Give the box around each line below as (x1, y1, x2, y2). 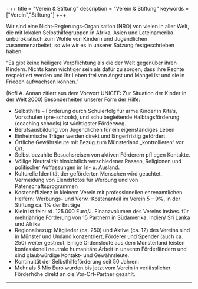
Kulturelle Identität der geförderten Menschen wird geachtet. (14, 170, 162, 177)
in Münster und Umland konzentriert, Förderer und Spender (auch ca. (14, 233, 183, 240)
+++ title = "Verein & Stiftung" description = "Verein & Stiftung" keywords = (6, 5, 189, 12)
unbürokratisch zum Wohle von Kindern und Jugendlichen (6, 35, 148, 42)
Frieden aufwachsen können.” (6, 78, 79, 85)
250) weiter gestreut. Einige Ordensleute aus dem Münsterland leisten (14, 239, 185, 246)
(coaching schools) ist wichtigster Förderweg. (14, 120, 127, 126)
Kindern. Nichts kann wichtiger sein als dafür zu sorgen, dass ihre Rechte (6, 66, 184, 73)
